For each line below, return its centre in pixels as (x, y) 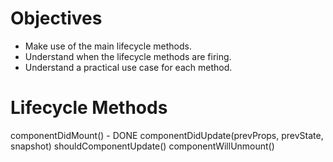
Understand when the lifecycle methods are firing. (128, 56)
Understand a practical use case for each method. (128, 67)
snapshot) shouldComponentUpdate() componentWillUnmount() (142, 146)
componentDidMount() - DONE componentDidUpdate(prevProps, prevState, (167, 135)
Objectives (56, 18)
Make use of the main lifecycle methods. (108, 46)
